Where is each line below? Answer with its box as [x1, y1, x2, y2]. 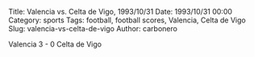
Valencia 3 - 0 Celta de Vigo [8, 39, 102, 49]
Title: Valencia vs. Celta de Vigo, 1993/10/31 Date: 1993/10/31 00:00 [8, 7, 232, 16]
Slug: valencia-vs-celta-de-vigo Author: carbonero [8, 24, 177, 33]
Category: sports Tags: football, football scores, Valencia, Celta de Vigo [8, 15, 246, 25]
